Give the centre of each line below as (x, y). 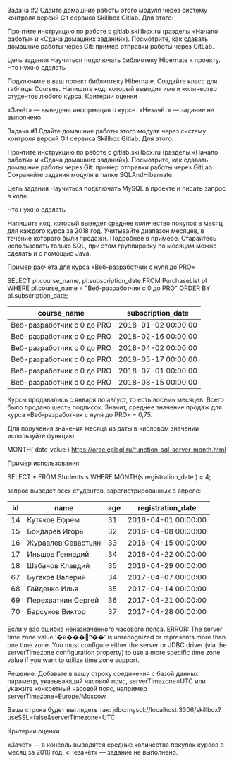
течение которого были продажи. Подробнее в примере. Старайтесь (112, 238)
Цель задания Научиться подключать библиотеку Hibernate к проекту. (114, 60)
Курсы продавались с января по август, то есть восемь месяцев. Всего (116, 399)
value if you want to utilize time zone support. (73, 660)
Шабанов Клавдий (58, 566)
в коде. (18, 196)
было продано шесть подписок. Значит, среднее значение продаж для (115, 407)
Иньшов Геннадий (58, 554)
